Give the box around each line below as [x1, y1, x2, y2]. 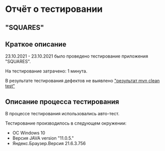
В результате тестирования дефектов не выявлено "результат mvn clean [5, 78, 160, 84]
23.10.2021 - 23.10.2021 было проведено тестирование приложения [5, 53, 149, 59]
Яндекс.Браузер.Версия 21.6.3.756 [12, 141, 86, 147]
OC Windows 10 [12, 130, 46, 136]
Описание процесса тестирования [5, 97, 120, 106]
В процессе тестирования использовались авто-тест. [5, 111, 120, 117]
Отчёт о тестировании [5, 3, 103, 15]
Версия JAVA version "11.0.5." [12, 135, 74, 141]
